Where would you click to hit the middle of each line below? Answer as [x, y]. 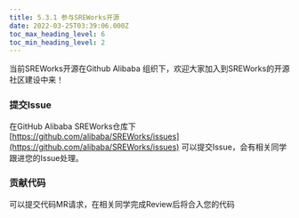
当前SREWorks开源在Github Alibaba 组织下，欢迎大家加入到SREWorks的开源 [149, 69]
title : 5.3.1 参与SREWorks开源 [65, 17]
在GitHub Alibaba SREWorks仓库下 [73, 126]
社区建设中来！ [36, 80]
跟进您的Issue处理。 [46, 157]
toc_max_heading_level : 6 [57, 34]
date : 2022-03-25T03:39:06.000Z [69, 26]
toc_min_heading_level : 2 [57, 42]
